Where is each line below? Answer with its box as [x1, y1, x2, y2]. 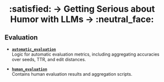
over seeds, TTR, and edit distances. [11, 57, 86, 62]
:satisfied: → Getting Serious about [9, 3, 155, 15]
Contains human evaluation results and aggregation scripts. [11, 71, 133, 77]
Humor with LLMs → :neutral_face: [10, 14, 154, 25]
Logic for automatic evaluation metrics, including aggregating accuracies [11, 51, 160, 57]
